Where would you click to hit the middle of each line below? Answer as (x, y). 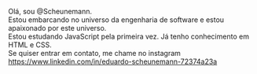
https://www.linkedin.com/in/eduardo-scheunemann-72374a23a (113, 61)
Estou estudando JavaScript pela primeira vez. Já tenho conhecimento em (129, 36)
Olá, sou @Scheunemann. (50, 11)
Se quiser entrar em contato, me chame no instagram (94, 53)
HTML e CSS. (30, 45)
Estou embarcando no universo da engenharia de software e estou (116, 20)
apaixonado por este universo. (57, 28)
